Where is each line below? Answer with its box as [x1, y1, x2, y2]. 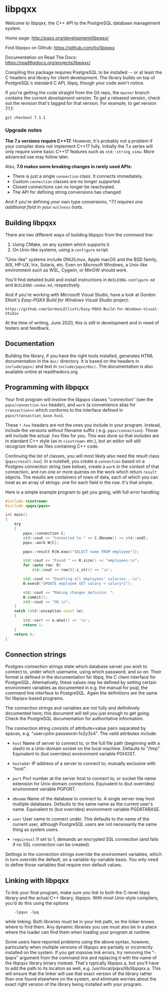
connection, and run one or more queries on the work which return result [5, 469, 157, 475]
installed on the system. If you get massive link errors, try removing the [5, 950, 151, 956]
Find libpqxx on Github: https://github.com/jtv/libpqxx [5, 44, 115, 50]
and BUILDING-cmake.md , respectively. [5, 282, 81, 288]
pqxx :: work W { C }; [23, 540, 59, 545]
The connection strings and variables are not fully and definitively [5, 705, 140, 711]
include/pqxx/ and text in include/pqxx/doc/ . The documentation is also [5, 363, 153, 369]
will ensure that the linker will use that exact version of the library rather [5, 971, 153, 977]
